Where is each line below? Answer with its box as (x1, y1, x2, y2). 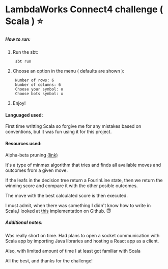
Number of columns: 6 (15, 82, 61, 87)
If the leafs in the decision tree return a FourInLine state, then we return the (5, 177, 163, 183)
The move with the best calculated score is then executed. (5, 192, 128, 198)
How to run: (5, 36, 31, 42)
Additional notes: (5, 219, 43, 226)
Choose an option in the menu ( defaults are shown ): (12, 68, 125, 74)
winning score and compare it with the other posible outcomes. (5, 183, 138, 189)
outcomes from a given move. (5, 167, 68, 173)
